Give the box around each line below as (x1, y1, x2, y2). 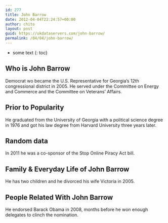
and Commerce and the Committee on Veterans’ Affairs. (5, 88, 122, 94)
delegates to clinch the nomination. (5, 211, 78, 218)
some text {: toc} (12, 49, 48, 56)
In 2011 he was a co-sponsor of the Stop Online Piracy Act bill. (5, 150, 135, 156)
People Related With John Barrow (5, 193, 113, 202)
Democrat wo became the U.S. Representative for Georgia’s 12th (5, 78, 139, 84)
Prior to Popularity (5, 103, 64, 112)
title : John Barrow (5, 12, 47, 17)
